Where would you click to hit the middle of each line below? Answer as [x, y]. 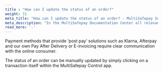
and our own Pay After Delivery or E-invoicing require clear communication [80, 46]
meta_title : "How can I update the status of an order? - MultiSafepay [79, 18]
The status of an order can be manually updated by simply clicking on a [77, 61]
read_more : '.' [20, 27]
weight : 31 [16, 14]
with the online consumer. [31, 51]
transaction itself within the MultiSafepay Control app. [59, 66]
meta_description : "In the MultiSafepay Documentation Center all [73, 23]
